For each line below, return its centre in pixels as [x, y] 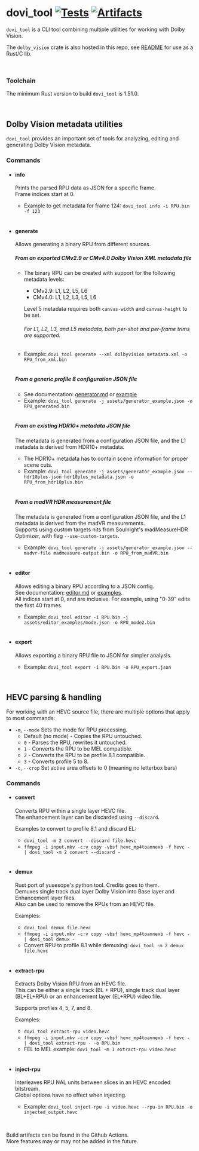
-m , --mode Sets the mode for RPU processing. [71, 730]
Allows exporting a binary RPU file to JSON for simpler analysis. [93, 655]
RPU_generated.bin [47, 406]
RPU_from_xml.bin [45, 359]
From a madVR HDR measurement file [63, 502]
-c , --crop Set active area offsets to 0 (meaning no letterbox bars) [96, 767]
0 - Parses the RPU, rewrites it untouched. [75, 742]
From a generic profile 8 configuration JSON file [76, 379]
